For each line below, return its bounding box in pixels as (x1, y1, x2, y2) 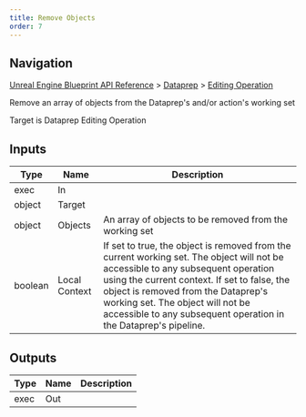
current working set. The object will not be (103, 251, 284, 264)
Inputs (9, 141, 47, 157)
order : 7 (9, 22, 43, 31)
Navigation (9, 56, 73, 71)
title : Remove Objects (9, 13, 96, 23)
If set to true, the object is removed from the (103, 239, 291, 252)
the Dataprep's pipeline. (103, 320, 206, 332)
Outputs (9, 350, 57, 365)
